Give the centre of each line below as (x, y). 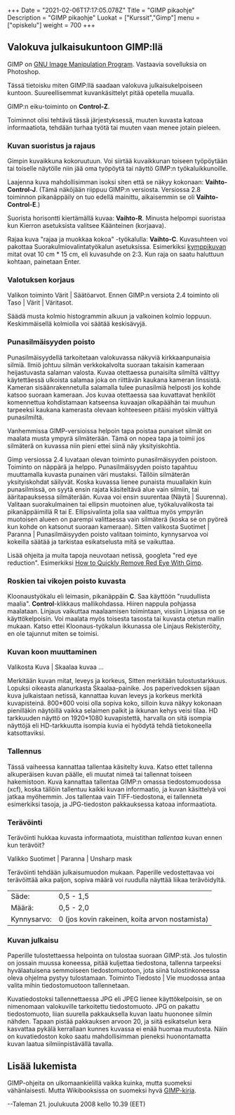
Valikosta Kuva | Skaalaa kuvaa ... (55, 667)
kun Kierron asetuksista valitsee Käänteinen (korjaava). (87, 226)
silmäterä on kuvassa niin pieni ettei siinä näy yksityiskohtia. (94, 445)
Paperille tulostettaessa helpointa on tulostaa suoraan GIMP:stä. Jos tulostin (117, 955)
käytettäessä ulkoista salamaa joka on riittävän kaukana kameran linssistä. (114, 380)
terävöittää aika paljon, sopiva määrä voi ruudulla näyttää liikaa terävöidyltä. (116, 879)
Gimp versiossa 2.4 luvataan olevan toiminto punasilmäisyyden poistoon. (113, 459)
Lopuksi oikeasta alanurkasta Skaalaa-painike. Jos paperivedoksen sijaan (114, 688)
